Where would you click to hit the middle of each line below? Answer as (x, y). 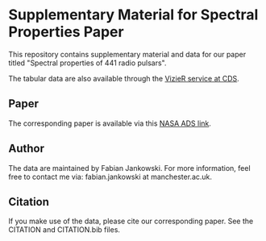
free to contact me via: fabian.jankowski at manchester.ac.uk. (110, 177)
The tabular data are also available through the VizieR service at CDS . (124, 78)
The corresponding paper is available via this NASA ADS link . (110, 123)
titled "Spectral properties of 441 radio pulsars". (87, 63)
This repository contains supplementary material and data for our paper (127, 54)
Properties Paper (66, 32)
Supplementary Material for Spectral (133, 15)
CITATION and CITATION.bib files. (64, 230)
